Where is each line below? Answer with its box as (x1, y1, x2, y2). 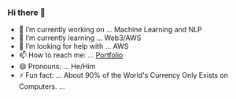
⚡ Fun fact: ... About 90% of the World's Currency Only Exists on (18, 71, 229, 80)
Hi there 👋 (7, 7, 46, 18)
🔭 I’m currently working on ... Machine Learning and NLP (18, 25, 202, 35)
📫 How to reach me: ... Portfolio (18, 50, 124, 60)
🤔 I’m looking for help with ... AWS (18, 42, 129, 51)
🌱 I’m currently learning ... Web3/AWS (18, 33, 142, 42)
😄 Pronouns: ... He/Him (18, 62, 96, 71)
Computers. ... (18, 82, 65, 91)
